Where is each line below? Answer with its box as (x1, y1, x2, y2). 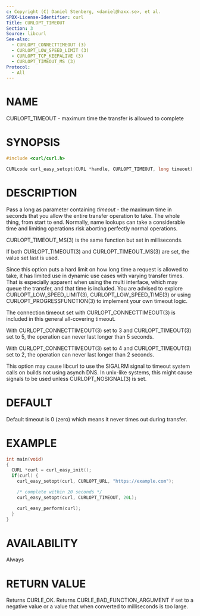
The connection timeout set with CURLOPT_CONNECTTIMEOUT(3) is (6, 309, 176, 316)
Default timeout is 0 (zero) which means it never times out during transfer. (6, 415, 187, 423)
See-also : (6, 36, 31, 42)
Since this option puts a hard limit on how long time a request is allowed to (6, 265, 189, 273)
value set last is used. (6, 254, 60, 261)
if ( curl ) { (11, 473, 39, 479)
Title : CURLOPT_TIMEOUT (6, 20, 65, 26)
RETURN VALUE (6, 577, 86, 590)
